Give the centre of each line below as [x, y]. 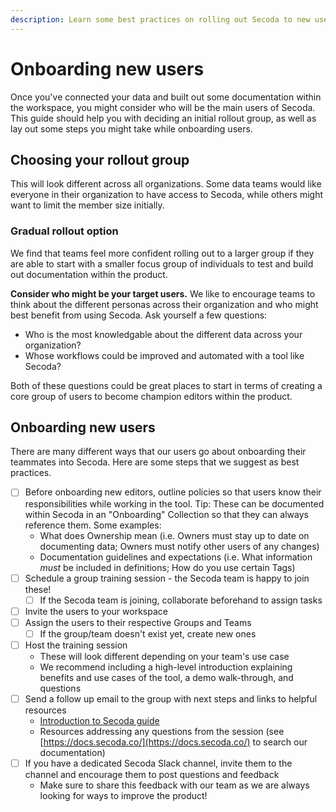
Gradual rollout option [64, 231]
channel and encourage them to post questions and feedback [152, 775]
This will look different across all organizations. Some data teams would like [166, 184]
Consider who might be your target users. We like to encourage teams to [163, 293]
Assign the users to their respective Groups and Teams [138, 622]
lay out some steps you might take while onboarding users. [131, 128]
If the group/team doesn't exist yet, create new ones [148, 633]
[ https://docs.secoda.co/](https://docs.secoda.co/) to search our [173, 742]
